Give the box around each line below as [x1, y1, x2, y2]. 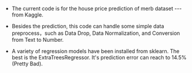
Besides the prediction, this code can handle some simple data [11, 23, 164, 29]
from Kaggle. [11, 11, 44, 18]
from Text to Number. [11, 36, 64, 43]
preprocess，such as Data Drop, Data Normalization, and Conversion [11, 29, 180, 36]
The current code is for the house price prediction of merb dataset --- [11, 5, 182, 12]
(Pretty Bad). [11, 60, 43, 67]
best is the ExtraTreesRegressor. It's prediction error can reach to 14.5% [11, 54, 187, 61]
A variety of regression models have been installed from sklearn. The [11, 48, 180, 55]
